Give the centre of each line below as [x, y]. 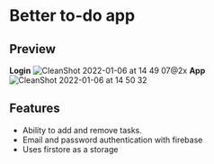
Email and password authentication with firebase [112, 140]
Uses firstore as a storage [70, 149]
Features [35, 109]
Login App [107, 70]
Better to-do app [72, 16]
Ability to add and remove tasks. [82, 130]
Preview [33, 49]
